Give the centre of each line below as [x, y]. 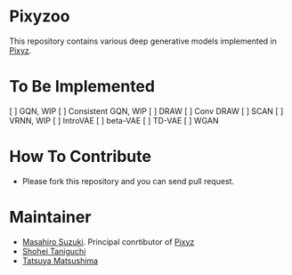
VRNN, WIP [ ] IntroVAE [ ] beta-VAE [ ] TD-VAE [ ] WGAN [114, 120]
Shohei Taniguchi [54, 251]
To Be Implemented [82, 87]
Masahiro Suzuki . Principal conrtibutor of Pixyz [108, 241]
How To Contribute [80, 157]
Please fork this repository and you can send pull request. [128, 181]
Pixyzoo [40, 16]
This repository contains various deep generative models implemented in [143, 41]
